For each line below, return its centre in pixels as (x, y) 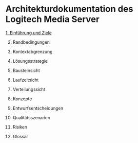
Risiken (20, 127)
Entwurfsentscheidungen (38, 108)
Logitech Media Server (52, 19)
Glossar (20, 136)
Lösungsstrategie (30, 61)
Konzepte (22, 99)
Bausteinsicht (26, 70)
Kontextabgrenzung (32, 52)
